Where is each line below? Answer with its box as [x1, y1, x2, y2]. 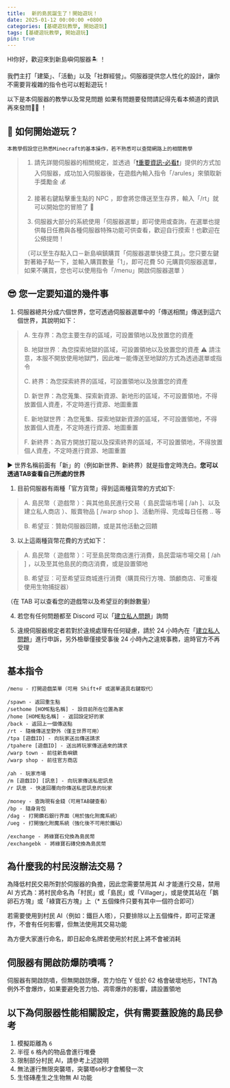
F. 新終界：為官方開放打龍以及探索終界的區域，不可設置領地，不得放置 [23, 438, 223, 446]
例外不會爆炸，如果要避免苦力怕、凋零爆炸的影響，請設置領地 [7, 985, 181, 993]
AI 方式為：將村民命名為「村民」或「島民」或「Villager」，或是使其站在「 [7, 889, 214, 897]
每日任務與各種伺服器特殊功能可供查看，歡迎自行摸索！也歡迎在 [40, 225, 220, 234]
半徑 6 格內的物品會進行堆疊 [16, 1048, 96, 1056]
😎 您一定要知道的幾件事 [7, 288, 109, 300]
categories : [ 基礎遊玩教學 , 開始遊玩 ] [7, 23, 107, 29]
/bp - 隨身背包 [7, 805, 47, 812]
